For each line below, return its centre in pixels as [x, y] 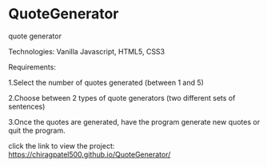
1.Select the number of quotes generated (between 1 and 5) [106, 82]
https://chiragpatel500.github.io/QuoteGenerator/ [90, 154]
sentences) [27, 106]
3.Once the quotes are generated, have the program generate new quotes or [134, 121]
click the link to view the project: [62, 145]
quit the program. [37, 130]
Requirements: [32, 67]
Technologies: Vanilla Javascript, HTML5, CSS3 [87, 51]
